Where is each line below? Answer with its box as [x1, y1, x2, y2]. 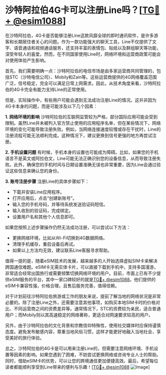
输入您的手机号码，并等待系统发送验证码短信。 [12, 201, 108, 207]
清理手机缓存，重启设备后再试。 [12, 241, 78, 247]
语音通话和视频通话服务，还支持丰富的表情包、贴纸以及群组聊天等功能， [13, 45, 161, 51]
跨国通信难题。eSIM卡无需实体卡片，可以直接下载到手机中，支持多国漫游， [5, 264, 159, 270]
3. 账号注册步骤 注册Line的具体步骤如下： [5, 178, 89, 184]
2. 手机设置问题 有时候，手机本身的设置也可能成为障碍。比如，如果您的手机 [5, 149, 159, 155]
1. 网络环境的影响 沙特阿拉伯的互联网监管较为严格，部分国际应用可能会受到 [5, 114, 158, 120]
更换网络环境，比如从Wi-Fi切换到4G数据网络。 [12, 234, 108, 241]
